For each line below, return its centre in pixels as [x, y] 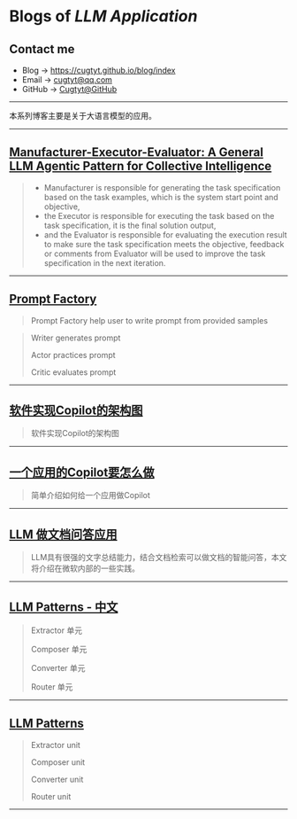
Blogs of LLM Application [103, 16]
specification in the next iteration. [105, 262]
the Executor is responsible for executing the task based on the [159, 215]
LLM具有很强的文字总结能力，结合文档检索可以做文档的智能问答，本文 [159, 558]
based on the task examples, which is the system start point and [161, 197]
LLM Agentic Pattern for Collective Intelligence [141, 166]
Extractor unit [56, 745]
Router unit [51, 796]
